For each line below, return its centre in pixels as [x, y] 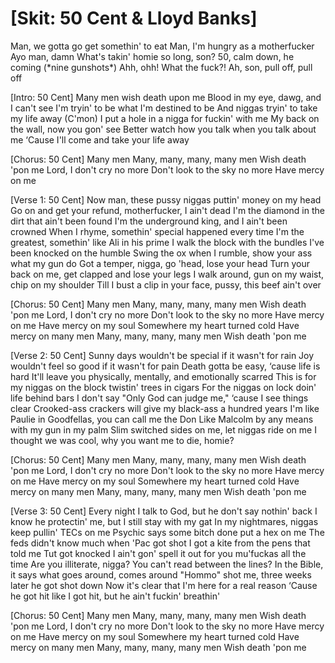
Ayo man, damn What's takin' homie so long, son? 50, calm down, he [152, 56]
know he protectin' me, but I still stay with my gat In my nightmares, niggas [164, 521]
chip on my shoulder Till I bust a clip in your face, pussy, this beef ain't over [166, 284]
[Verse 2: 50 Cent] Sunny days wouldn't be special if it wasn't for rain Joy [162, 355]
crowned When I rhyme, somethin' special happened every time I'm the [157, 231]
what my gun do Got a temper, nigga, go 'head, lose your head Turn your [160, 263]
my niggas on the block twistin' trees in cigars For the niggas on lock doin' [163, 387]
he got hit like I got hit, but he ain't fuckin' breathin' [115, 596]
